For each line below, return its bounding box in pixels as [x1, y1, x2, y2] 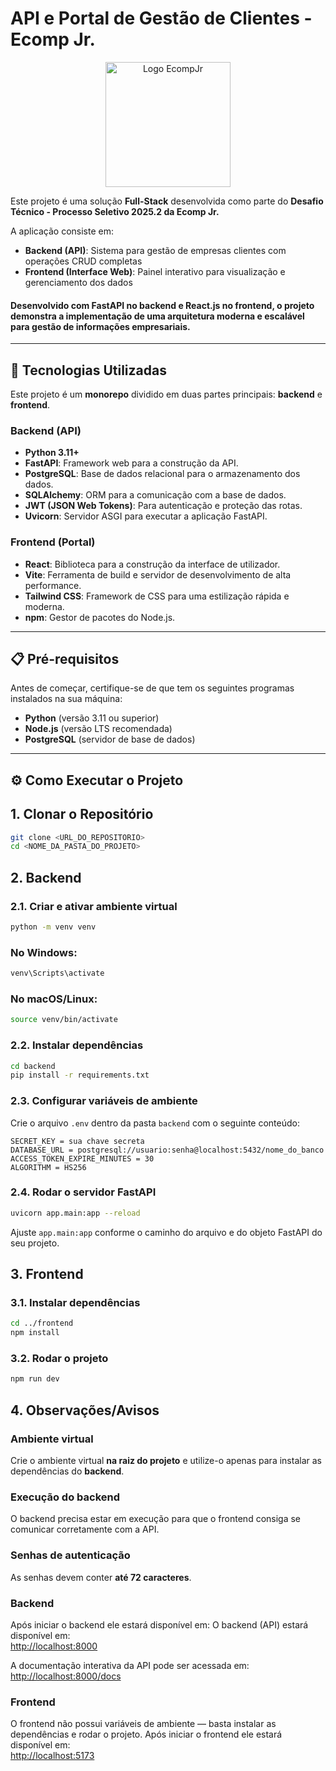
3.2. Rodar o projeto [10, 1352, 109, 1366]
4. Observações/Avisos [10, 1402, 160, 1419]
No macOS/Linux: [10, 992, 98, 1006]
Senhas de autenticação [10, 1548, 131, 1562]
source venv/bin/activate [10, 1015, 118, 1025]
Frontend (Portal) [10, 535, 96, 549]
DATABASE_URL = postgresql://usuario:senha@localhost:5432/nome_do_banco [10, 1145, 325, 1155]
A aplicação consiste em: [10, 225, 114, 237]
